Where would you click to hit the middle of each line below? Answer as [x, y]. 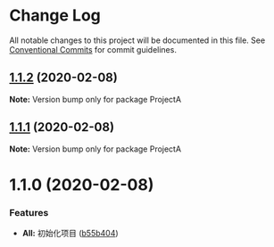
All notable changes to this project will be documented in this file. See [137, 40]
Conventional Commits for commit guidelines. [93, 49]
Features [29, 212]
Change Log [55, 16]
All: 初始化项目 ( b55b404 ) [70, 234]
